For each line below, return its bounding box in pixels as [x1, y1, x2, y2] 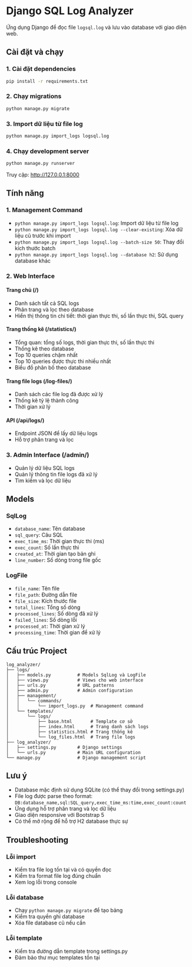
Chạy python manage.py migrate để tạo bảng [14, 907, 123, 914]
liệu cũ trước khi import [14, 232, 71, 239]
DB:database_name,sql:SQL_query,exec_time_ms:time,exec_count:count [14, 800, 187, 806]
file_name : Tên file [14, 585, 60, 592]
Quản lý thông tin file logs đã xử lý [14, 470, 98, 478]
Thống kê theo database [14, 345, 75, 352]
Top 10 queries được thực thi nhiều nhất [14, 358, 111, 365]
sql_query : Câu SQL [14, 531, 64, 538]
